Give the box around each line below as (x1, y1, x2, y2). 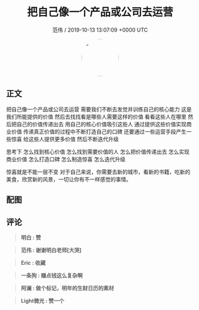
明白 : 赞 (20, 234, 42, 241)
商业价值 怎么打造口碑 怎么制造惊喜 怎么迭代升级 (6, 156, 126, 163)
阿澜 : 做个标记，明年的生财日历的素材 (20, 284, 114, 292)
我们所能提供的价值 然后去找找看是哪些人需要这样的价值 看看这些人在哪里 (6, 113, 186, 120)
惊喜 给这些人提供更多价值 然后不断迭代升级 (11, 135, 119, 142)
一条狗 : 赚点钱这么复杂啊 (20, 272, 83, 279)
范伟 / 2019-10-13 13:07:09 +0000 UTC (52, 26, 148, 33)
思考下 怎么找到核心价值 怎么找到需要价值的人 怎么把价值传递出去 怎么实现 (6, 148, 189, 155)
